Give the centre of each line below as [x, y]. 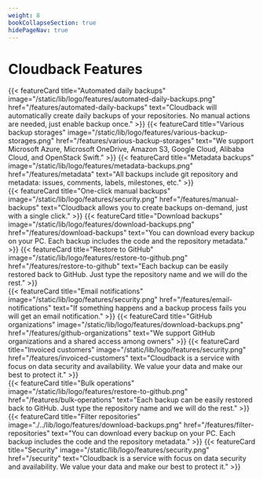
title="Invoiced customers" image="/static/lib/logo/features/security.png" [127, 350]
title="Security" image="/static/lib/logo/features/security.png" [109, 450]
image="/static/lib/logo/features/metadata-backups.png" [101, 166]
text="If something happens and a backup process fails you [150, 308]
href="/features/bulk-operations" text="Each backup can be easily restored [130, 400]
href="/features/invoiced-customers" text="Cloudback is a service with [124, 358]
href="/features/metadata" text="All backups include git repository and [123, 175]
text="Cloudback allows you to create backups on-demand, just [144, 208]
